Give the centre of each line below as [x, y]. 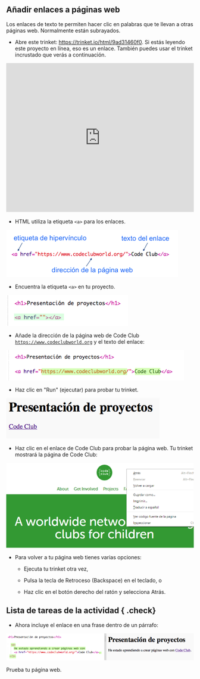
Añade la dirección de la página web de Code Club [77, 335]
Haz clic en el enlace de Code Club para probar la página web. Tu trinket [104, 448]
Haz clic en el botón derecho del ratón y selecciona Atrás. [95, 591]
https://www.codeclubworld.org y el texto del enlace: [79, 341]
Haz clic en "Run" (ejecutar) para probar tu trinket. [76, 390]
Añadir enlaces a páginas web [63, 10]
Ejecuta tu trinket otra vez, [56, 569]
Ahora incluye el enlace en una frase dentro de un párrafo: [87, 625]
